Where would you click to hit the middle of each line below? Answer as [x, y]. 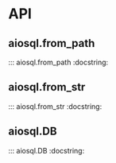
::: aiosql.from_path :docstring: [58, 62]
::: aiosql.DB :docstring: [46, 150]
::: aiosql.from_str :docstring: [55, 106]
